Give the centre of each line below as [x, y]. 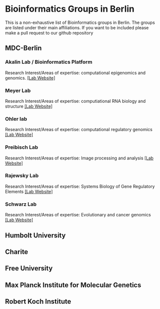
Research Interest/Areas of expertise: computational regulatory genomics [79, 130]
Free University [29, 268]
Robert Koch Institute [38, 301]
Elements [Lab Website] [29, 192]
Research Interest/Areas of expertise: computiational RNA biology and [75, 101]
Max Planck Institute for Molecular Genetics [73, 285]
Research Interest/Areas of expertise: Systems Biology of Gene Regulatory [80, 186]
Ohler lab [16, 119]
